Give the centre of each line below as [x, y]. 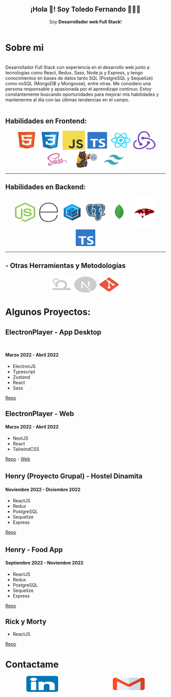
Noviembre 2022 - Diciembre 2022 [43, 489]
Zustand [21, 377]
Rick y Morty [26, 622]
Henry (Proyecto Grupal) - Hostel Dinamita [74, 476]
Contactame [32, 664]
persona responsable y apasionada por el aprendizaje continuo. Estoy [78, 89]
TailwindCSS [26, 449]
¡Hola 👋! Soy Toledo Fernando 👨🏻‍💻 [85, 9]
